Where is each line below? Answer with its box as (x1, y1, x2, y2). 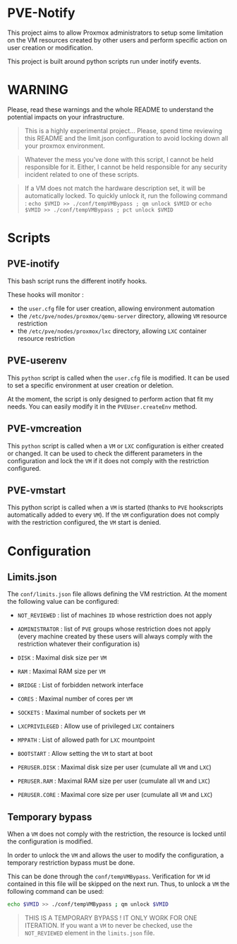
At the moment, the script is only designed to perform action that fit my (7, 395, 214, 403)
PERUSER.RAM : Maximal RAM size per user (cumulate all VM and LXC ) (17, 776, 210, 786)
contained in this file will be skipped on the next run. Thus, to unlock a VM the (7, 880, 230, 888)
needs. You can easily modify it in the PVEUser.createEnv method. (7, 402, 197, 411)
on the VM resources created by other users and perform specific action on (7, 35, 227, 44)
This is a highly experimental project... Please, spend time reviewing (24, 126, 222, 135)
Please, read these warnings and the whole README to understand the (7, 105, 214, 114)
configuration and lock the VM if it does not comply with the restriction (7, 456, 209, 465)
